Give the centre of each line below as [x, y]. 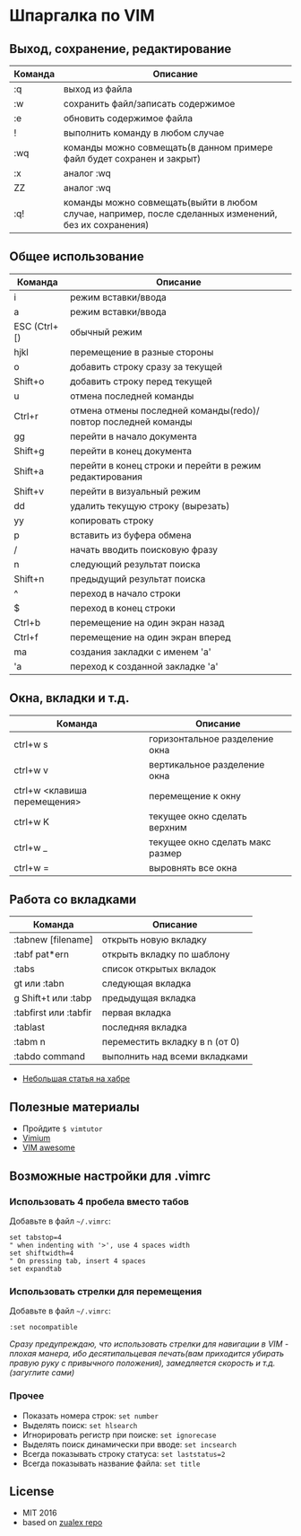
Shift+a [29, 470]
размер [165, 853]
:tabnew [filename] [54, 940]
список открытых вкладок [159, 969]
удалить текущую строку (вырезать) [150, 505]
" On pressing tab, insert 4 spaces [77, 1261]
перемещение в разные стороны [142, 352]
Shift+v [29, 491]
